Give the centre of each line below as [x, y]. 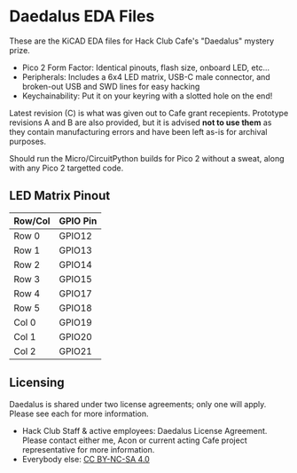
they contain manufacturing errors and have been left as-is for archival [138, 131]
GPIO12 [76, 235]
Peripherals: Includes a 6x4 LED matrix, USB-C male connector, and [146, 76]
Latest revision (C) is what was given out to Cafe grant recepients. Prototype [149, 113]
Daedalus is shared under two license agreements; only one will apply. [138, 404]
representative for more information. [88, 449]
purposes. [28, 141]
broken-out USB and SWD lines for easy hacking [111, 86]
